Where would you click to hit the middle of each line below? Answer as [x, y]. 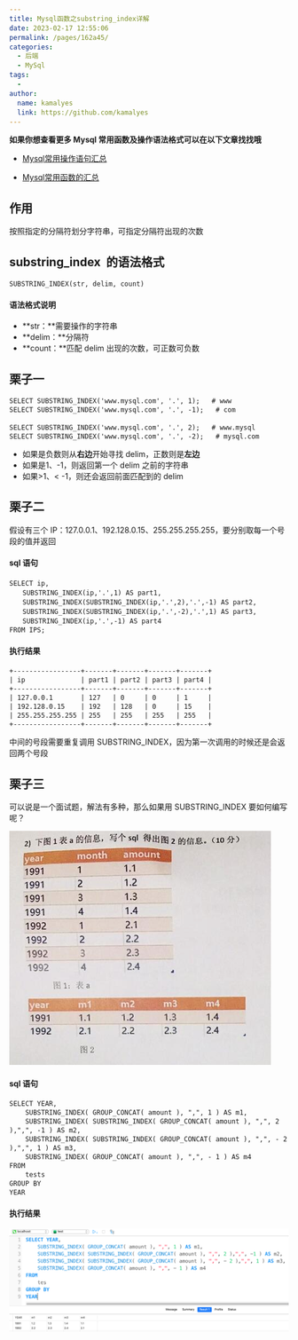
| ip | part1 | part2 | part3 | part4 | [111, 680]
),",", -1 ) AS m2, [45, 1131]
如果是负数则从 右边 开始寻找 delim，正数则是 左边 [111, 454]
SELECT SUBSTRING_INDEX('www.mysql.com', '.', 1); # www [121, 401]
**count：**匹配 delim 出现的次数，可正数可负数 [111, 348]
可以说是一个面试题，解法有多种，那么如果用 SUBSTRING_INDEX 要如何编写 [149, 807]
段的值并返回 [32, 540]
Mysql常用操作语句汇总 [64, 159]
